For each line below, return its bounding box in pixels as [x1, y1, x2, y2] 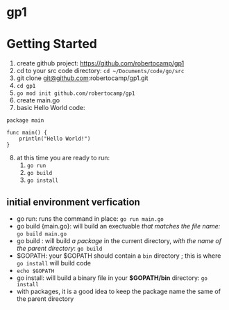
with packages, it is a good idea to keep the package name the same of [16, 287, 221, 295]
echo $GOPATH [16, 268, 55, 274]
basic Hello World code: [16, 104, 85, 112]
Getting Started [6, 36, 98, 52]
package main [6, 117, 44, 124]
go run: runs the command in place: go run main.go [16, 214, 164, 223]
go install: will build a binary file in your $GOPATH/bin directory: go [16, 273, 207, 282]
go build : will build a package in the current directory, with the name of [16, 236, 222, 245]
